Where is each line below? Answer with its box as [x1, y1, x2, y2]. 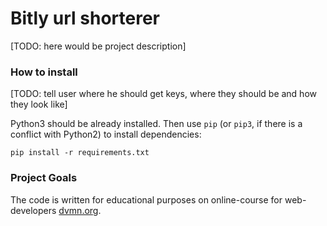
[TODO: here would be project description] [10, 40, 187, 52]
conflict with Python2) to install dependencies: [10, 128, 202, 141]
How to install [10, 65, 78, 79]
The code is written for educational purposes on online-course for [10, 193, 283, 206]
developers [10, 204, 57, 216]
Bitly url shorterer [10, 7, 160, 30]
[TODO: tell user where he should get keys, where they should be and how [10, 88, 317, 100]
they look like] [10, 98, 68, 111]
